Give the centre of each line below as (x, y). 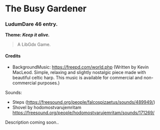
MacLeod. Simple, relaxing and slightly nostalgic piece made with (79, 72)
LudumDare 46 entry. (31, 24)
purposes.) (49, 83)
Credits (13, 56)
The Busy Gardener (46, 9)
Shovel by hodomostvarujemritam (47, 107)
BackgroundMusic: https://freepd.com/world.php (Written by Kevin (80, 67)
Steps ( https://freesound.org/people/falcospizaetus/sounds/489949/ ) (84, 102)
